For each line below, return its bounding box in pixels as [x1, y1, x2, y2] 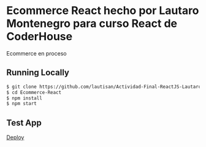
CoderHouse [6, 30, 72, 43]
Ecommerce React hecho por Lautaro [6, 4, 199, 18]
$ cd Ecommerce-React [6, 89, 62, 95]
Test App [6, 117, 42, 128]
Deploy [6, 134, 25, 141]
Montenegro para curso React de [6, 16, 178, 30]
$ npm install [6, 95, 43, 101]
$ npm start [6, 101, 37, 107]
